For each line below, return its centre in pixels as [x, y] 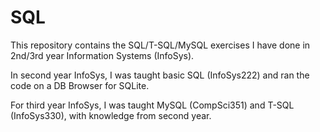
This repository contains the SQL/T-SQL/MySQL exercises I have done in [160, 45]
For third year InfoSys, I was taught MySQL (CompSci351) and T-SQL [152, 105]
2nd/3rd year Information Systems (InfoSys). [102, 55]
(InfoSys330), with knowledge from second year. [111, 115]
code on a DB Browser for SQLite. [80, 85]
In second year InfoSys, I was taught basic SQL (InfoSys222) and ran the [160, 75]
